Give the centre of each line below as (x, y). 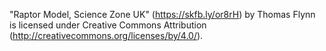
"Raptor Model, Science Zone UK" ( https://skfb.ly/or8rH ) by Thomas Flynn (162, 14)
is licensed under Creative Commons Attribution (108, 25)
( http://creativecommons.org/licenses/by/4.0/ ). (106, 35)
